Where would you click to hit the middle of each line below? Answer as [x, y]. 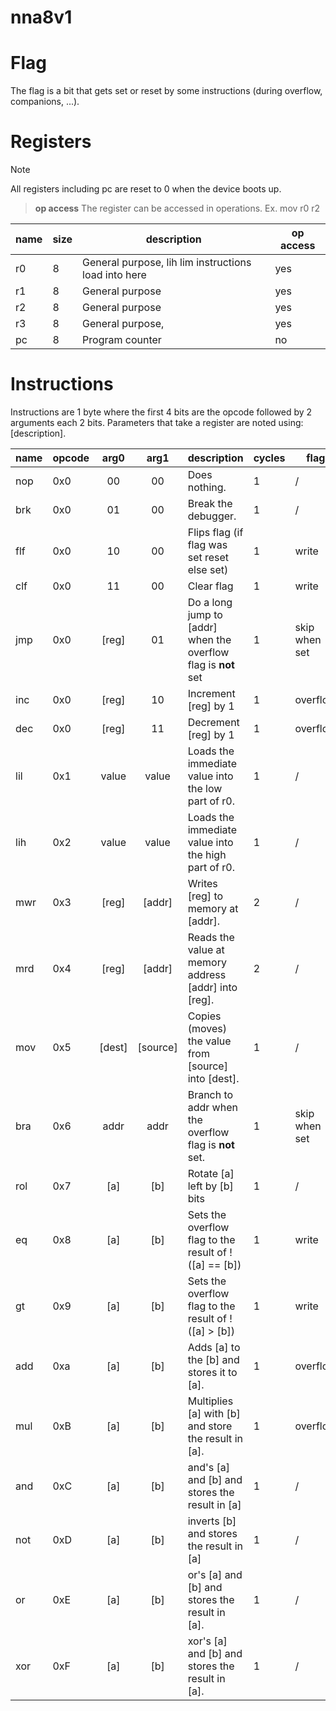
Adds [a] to [214, 1347]
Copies [204, 1016]
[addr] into [212, 987]
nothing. [207, 487]
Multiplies [210, 1401]
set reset [208, 557]
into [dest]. [213, 1078]
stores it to [212, 1372]
